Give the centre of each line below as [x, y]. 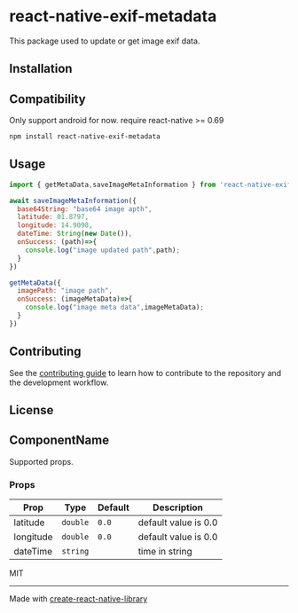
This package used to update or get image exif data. [105, 41]
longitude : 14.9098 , [55, 225]
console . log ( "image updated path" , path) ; [102, 250]
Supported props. [41, 461]
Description [178, 507]
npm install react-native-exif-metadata [85, 137]
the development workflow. [59, 382]
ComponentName [59, 440]
